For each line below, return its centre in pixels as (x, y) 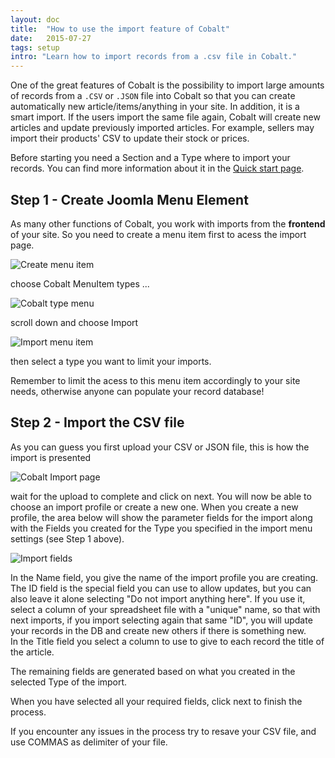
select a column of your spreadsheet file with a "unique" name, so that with (165, 609)
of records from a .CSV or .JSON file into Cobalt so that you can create (153, 96)
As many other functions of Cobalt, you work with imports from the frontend (168, 223)
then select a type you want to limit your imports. (111, 361)
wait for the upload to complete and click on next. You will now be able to (161, 496)
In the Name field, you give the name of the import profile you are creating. (164, 577)
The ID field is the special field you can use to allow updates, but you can (161, 588)
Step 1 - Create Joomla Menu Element (129, 199)
